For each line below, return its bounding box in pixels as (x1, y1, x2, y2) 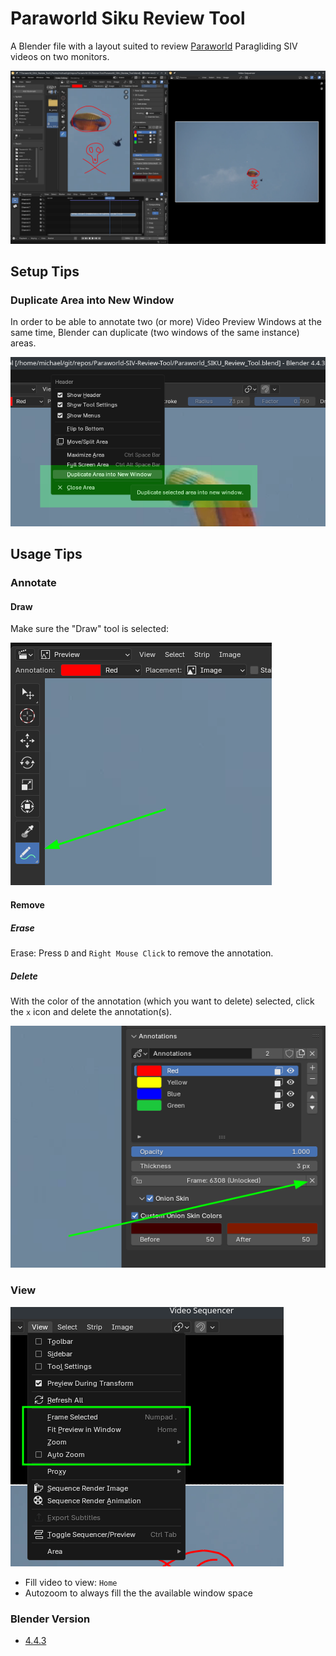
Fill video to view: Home (24, 1576, 118, 1588)
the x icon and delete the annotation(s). (10, 1005, 173, 1017)
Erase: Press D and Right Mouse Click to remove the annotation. (10, 947, 274, 959)
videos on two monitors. (10, 50, 110, 62)
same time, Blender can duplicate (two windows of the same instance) (10, 327, 300, 339)
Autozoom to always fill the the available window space (24, 1587, 253, 1599)
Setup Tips (10, 263, 80, 280)
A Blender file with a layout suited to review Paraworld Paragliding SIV (10, 40, 298, 52)
